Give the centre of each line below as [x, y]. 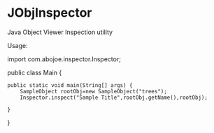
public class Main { [35, 72]
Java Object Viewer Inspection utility [60, 32]
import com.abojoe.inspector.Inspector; [64, 59]
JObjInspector [50, 13]
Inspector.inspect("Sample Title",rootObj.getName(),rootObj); [114, 97]
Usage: [17, 45]
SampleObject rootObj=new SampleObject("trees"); [94, 91]
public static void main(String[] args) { [70, 85]
